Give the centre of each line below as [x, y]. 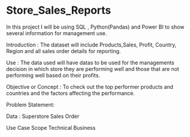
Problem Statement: [31, 104]
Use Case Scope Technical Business [51, 127]
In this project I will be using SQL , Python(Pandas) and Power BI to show [95, 27]
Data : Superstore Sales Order [43, 116]
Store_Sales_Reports [59, 10]
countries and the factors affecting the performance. [71, 93]
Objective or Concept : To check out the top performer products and [90, 86]
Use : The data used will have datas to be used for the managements [90, 63]
